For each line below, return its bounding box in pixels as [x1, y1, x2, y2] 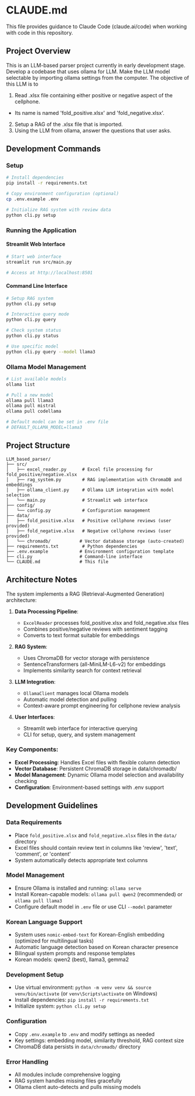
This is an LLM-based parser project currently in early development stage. [6, 62, 186, 69]
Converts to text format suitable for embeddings [23, 631, 140, 639]
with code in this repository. [6, 29, 73, 36]
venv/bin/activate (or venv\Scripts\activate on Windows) [14, 990, 158, 997]
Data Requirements [6, 818, 62, 826]
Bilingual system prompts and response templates [14, 950, 136, 957]
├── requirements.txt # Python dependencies [6, 543, 138, 549]
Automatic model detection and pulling [23, 696, 117, 703]
